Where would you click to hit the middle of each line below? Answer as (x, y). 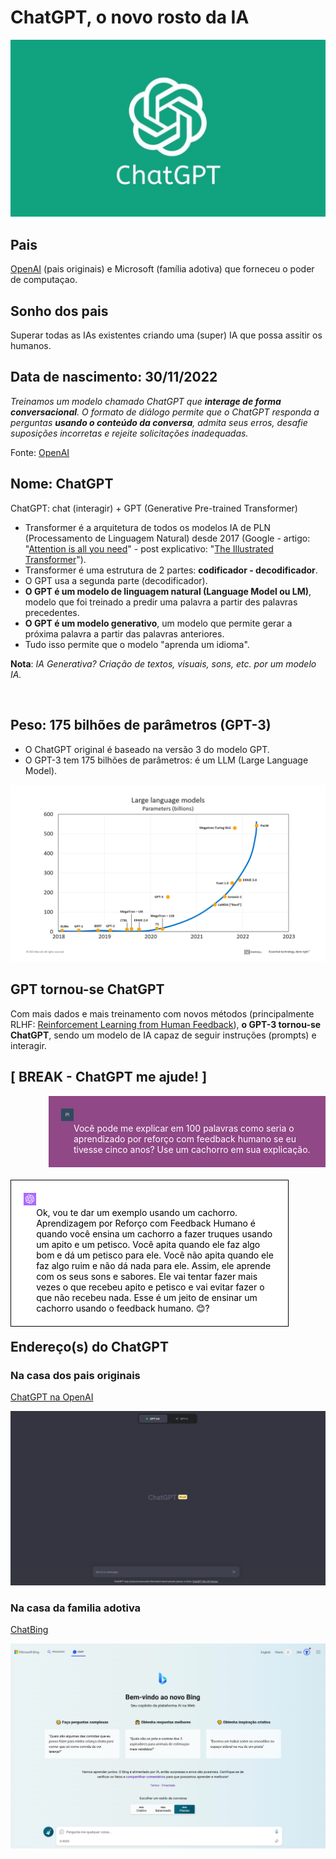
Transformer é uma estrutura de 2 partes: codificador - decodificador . (171, 570)
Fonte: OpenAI (40, 452)
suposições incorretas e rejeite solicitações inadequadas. (129, 433)
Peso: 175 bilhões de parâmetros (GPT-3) (141, 725)
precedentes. (52, 612)
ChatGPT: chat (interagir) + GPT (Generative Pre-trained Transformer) (154, 508)
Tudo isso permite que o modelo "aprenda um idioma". (137, 644)
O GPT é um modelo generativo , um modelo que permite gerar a (158, 623)
